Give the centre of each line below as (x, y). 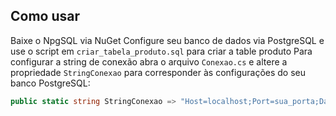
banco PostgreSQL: (50, 83)
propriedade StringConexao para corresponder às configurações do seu (158, 72)
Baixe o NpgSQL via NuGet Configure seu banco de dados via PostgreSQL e (167, 40)
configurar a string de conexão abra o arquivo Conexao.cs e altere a (149, 61)
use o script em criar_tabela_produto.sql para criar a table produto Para (161, 51)
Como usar (45, 16)
